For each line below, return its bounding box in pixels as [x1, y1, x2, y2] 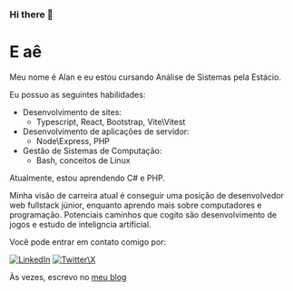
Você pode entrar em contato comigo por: [9, 236, 166, 247]
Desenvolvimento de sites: [22, 106, 122, 117]
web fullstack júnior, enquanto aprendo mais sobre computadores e [9, 199, 262, 210]
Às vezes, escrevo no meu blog [9, 271, 127, 282]
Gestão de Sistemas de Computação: [22, 145, 162, 156]
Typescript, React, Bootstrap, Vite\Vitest [35, 116, 186, 127]
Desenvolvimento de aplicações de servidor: [22, 126, 190, 137]
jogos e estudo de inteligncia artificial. [9, 218, 151, 229]
